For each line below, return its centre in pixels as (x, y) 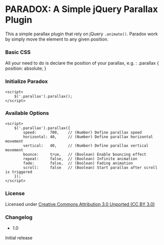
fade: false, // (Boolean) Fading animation (78, 163)
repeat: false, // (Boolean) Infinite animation (80, 159)
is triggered (19, 172)
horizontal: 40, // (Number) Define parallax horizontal (88, 137)
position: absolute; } (26, 68)
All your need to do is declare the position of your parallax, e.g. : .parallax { (82, 63)
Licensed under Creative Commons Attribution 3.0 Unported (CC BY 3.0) (80, 204)
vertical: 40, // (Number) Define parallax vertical (86, 146)
